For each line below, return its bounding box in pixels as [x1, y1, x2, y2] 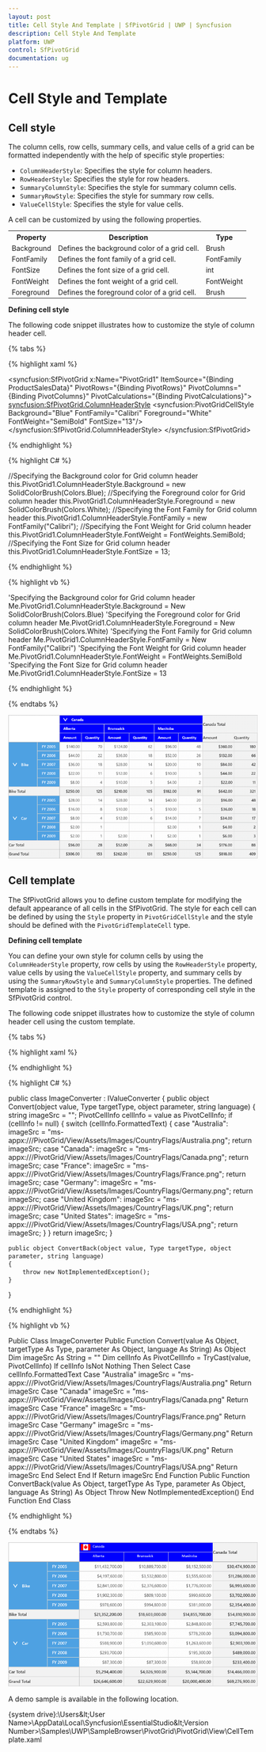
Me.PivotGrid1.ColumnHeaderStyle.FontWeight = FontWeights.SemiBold [8, 652, 242, 661]
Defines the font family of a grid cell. [58, 254, 177, 264]
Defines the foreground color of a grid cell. [58, 287, 196, 297]
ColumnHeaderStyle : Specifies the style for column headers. [19, 166, 213, 175]
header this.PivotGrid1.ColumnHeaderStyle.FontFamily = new [8, 513, 207, 523]
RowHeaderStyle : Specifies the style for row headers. [19, 174, 190, 184]
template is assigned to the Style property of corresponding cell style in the [8, 984, 256, 994]
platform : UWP [8, 38, 55, 46]
